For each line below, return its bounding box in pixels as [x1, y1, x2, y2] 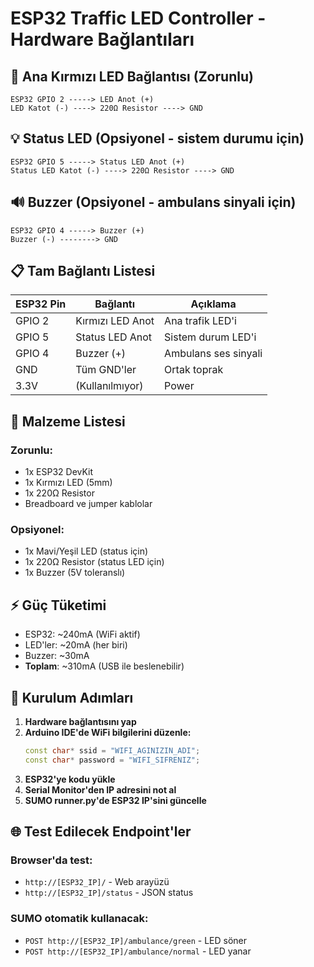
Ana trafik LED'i [164, 314, 237, 328]
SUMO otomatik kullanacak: [10, 912, 149, 926]
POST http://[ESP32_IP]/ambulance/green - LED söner [24, 934, 248, 946]
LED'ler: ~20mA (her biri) [24, 639, 128, 651]
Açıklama [190, 297, 237, 311]
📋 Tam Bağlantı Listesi [10, 263, 156, 280]
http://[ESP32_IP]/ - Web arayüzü [24, 876, 170, 888]
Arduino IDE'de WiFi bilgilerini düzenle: [24, 727, 192, 739]
